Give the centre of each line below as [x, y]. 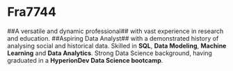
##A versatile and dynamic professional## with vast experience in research [115, 31]
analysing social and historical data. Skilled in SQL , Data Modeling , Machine [117, 45]
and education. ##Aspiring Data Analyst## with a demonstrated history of [113, 38]
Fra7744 [32, 12]
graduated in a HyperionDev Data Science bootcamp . [85, 60]
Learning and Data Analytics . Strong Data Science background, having [110, 53]
